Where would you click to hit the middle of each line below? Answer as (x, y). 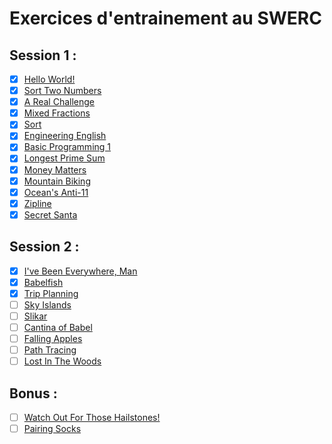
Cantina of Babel (58, 327)
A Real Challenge (59, 102)
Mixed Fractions (57, 113)
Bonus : (33, 393)
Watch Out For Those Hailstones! (92, 417)
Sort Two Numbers (62, 91)
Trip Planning (51, 293)
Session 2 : (44, 247)
